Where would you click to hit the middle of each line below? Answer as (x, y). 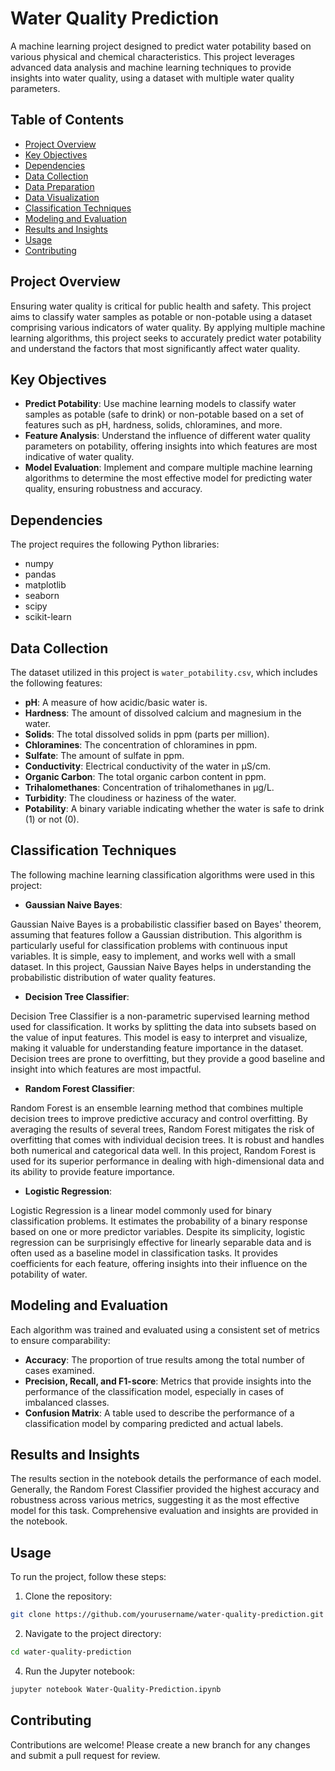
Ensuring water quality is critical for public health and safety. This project (161, 306)
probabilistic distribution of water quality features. (113, 977)
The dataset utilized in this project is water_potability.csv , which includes (164, 672)
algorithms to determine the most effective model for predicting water (168, 478)
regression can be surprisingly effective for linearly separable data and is (161, 1242)
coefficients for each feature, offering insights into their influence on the (159, 1263)
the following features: (56, 683)
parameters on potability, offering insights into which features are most (171, 446)
